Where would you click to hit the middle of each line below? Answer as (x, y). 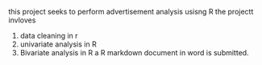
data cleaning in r (49, 36)
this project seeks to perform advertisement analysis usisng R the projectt (131, 12)
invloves (22, 20)
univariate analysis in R (58, 44)
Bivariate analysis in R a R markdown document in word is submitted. (134, 53)
